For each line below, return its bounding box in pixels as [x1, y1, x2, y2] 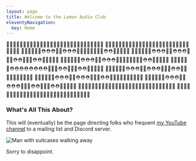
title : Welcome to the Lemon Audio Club [6, 14, 106, 20]
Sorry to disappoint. [6, 148, 54, 155]
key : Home [11, 25, 35, 31]
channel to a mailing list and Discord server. [6, 125, 112, 132]
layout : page [6, 8, 38, 15]
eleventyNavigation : [6, 19, 57, 25]
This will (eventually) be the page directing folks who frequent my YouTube [6, 119, 187, 126]
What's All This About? [6, 106, 73, 114]
